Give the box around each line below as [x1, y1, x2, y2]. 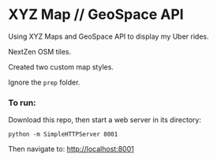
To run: [8, 97, 37, 108]
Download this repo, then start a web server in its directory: [8, 115, 201, 125]
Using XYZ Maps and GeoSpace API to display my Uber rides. [8, 32, 209, 41]
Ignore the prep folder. [8, 77, 80, 87]
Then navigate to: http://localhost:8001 [8, 144, 134, 154]
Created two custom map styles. [8, 62, 114, 72]
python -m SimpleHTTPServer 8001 [8, 130, 118, 139]
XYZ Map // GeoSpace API [8, 6, 184, 24]
